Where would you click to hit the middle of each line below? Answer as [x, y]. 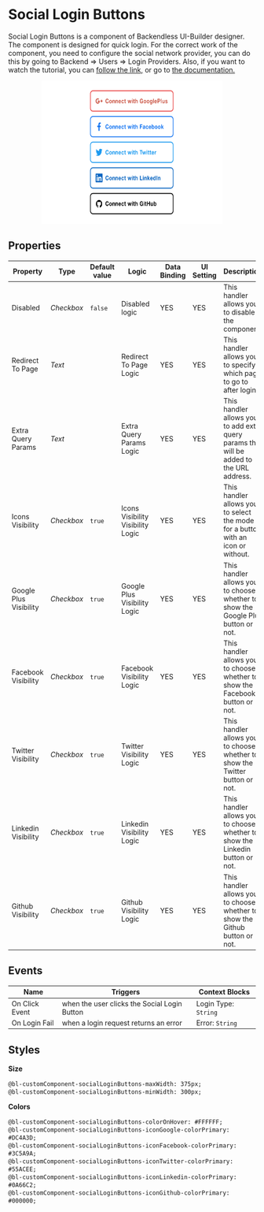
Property [28, 271]
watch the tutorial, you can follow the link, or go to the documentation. [122, 69]
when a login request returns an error [122, 1023]
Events [26, 971]
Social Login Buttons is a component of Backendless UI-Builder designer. [126, 36]
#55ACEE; [22, 1169]
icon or [235, 546]
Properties [35, 246]
